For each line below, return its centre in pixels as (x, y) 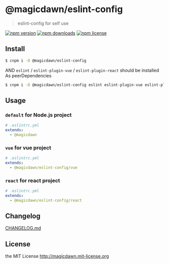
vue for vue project (28, 147)
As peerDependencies (28, 75)
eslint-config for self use (43, 23)
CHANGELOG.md (23, 228)
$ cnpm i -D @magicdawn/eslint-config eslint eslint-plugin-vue (74, 85)
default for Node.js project (38, 115)
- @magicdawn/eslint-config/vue (44, 168)
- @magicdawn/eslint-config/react (46, 200)
